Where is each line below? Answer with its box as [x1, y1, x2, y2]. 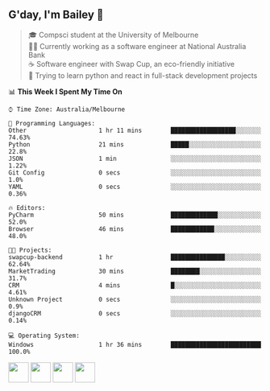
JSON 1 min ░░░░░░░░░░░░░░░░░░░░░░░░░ [8, 154, 262, 163]
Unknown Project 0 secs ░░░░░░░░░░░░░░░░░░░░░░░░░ [8, 295, 262, 303]
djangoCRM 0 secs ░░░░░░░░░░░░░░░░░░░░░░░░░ [8, 309, 262, 318]
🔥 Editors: [8, 204, 46, 212]
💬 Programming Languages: [8, 119, 95, 127]
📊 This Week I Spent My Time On [8, 86, 123, 97]
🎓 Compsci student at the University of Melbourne [27, 30, 199, 39]
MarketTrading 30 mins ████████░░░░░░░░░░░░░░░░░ [8, 267, 262, 275]
